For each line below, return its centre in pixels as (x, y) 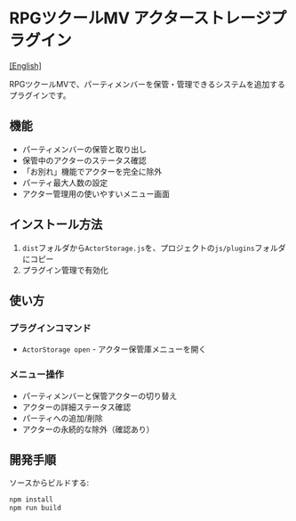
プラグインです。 (40, 95)
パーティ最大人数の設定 (65, 183)
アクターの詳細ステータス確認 (76, 407)
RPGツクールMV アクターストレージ (140, 18)
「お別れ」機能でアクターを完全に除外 (92, 171)
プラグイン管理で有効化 (65, 270)
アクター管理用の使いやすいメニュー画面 (96, 193)
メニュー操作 (37, 375)
